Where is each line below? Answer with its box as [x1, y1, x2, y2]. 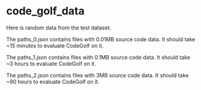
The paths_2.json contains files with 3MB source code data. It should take [6, 71, 189, 79]
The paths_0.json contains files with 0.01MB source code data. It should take [6, 35, 196, 43]
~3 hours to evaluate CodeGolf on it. [6, 60, 96, 67]
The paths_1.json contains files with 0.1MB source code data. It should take [6, 53, 191, 61]
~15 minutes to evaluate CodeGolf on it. [6, 42, 104, 49]
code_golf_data [6, 4, 85, 18]
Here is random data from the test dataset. [6, 24, 112, 31]
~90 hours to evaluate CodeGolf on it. [6, 78, 100, 85]
